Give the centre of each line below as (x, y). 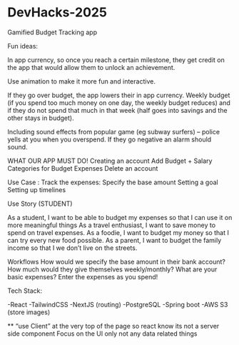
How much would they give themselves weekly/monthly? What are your (112, 269)
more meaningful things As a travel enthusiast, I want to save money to (112, 225)
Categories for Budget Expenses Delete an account (83, 168)
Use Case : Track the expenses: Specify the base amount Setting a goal (113, 182)
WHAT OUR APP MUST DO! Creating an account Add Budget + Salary (110, 161)
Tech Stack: (25, 291)
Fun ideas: (22, 46)
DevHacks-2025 (57, 12)
